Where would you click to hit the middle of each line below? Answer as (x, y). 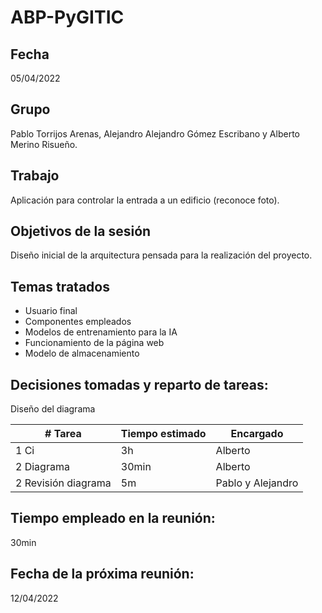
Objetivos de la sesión (81, 231)
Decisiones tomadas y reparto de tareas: (139, 384)
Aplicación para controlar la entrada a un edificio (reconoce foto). (145, 200)
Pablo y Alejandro (257, 483)
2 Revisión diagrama (63, 483)
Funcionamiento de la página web (94, 343)
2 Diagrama (42, 467)
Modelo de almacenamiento (82, 353)
